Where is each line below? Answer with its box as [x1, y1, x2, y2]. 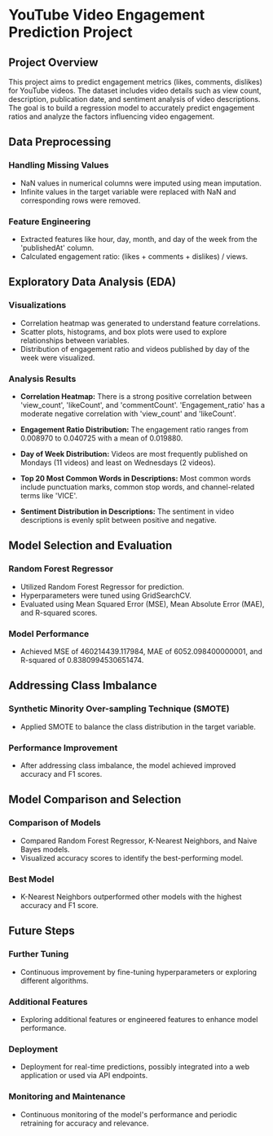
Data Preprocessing [8, 135, 112, 149]
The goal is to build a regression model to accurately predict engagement [8, 103, 255, 112]
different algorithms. [20, 976, 89, 985]
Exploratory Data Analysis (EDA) [8, 275, 177, 289]
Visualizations [8, 300, 67, 311]
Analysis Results [8, 373, 77, 384]
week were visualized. [20, 353, 95, 362]
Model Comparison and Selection [8, 792, 182, 807]
